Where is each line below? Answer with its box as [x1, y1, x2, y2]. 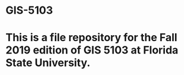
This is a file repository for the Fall [5, 31, 177, 45]
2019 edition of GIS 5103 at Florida [5, 43, 179, 57]
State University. [5, 56, 91, 70]
